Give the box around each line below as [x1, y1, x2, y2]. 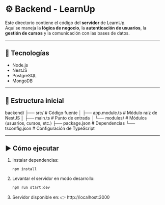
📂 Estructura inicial [5, 97, 64, 105]
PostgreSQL [12, 72, 37, 78]
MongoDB [12, 78, 33, 84]
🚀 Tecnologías [5, 49, 50, 58]
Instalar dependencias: [12, 157, 59, 163]
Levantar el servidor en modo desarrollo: [12, 176, 95, 181]
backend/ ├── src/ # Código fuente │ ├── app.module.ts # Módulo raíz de [5, 110, 158, 116]
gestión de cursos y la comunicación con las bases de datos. [5, 30, 130, 36]
